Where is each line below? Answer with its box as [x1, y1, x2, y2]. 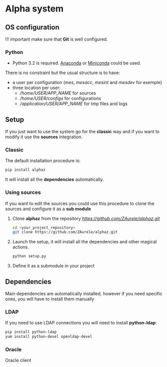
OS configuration [5, 23, 60, 32]
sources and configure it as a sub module [5, 206, 91, 212]
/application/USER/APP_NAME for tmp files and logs [19, 101, 128, 107]
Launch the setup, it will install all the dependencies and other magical [12, 239, 157, 245]
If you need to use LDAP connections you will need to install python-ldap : [5, 320, 157, 326]
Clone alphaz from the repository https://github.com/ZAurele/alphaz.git [12, 215, 160, 221]
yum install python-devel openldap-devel [5, 334, 93, 339]
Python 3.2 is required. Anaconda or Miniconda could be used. [12, 60, 141, 66]
